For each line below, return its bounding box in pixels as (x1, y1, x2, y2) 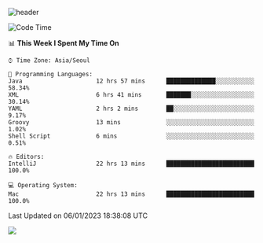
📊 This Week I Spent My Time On (8, 39, 119, 47)
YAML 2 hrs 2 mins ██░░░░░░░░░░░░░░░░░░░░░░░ (8, 105, 255, 112)
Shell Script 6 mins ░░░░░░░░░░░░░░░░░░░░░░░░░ (8, 132, 255, 140)
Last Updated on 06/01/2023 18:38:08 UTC (8, 211, 148, 220)
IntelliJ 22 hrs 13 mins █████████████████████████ (8, 160, 255, 168)
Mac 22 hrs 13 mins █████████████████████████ (8, 190, 255, 198)
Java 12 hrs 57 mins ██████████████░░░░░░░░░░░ (8, 77, 255, 85)
